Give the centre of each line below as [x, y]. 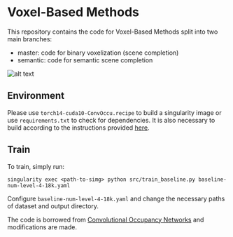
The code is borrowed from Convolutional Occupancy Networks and [106, 219]
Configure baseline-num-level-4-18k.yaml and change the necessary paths [116, 198]
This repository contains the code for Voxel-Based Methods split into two [113, 32]
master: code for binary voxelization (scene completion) [98, 53]
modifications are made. [42, 227]
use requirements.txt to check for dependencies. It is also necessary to [111, 120]
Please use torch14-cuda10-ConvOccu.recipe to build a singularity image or [114, 112]
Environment [36, 96]
